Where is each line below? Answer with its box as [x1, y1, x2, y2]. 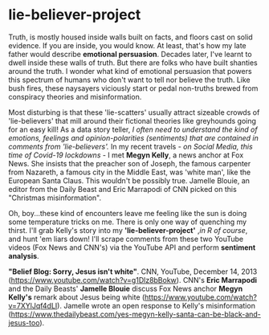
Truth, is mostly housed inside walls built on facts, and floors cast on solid [8, 32, 253, 42]
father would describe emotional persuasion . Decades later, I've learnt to [8, 49, 252, 59]
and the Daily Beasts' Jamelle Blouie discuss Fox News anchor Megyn [8, 284, 243, 293]
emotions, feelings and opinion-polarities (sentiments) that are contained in [8, 133, 259, 142]
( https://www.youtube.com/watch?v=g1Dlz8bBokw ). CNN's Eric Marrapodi [8, 275, 258, 284]
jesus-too [8, 317, 40, 327]
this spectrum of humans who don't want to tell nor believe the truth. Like [8, 75, 251, 84]
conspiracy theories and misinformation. [8, 92, 142, 101]
